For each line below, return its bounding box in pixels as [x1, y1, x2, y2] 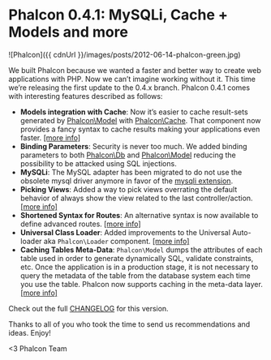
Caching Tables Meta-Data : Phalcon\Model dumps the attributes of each [19, 245, 263, 255]
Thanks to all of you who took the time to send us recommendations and [8, 319, 251, 329]
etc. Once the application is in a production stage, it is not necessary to [19, 262, 259, 272]
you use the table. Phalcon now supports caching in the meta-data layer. [19, 279, 264, 289]
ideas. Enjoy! [8, 328, 51, 337]
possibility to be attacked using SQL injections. [19, 158, 177, 168]
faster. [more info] [19, 132, 81, 143]
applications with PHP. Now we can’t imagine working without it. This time [8, 74, 256, 84]
